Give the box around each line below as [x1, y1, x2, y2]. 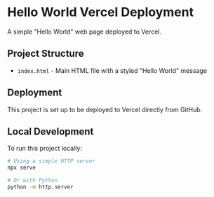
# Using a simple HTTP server [7, 158, 96, 165]
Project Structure [7, 48, 84, 60]
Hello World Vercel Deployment [7, 4, 194, 20]
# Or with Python [7, 177, 58, 184]
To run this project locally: [7, 144, 83, 153]
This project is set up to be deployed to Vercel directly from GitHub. [7, 105, 203, 114]
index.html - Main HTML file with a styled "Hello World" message [17, 66, 207, 74]
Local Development [7, 125, 94, 137]
